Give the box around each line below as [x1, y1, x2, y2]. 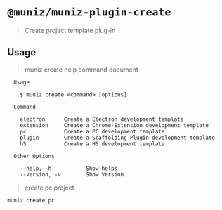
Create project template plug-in [24, 26, 116, 34]
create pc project [24, 183, 75, 192]
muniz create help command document [24, 65, 138, 74]
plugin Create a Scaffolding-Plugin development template [20, 134, 216, 141]
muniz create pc [7, 197, 55, 204]
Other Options [13, 152, 55, 159]
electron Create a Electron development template [20, 115, 184, 123]
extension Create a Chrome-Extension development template [20, 122, 209, 129]
